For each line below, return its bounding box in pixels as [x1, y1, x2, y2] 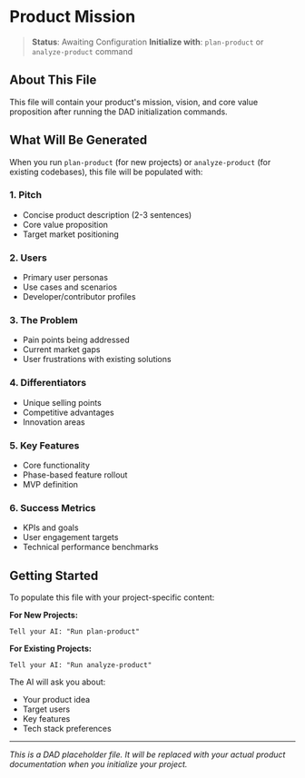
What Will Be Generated [9, 133, 148, 148]
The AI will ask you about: [9, 676, 106, 687]
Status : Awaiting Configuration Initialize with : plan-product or [31, 36, 264, 47]
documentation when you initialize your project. [9, 759, 188, 770]
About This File [9, 73, 97, 88]
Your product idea [22, 694, 91, 705]
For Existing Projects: [9, 643, 93, 655]
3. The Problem [9, 314, 79, 327]
